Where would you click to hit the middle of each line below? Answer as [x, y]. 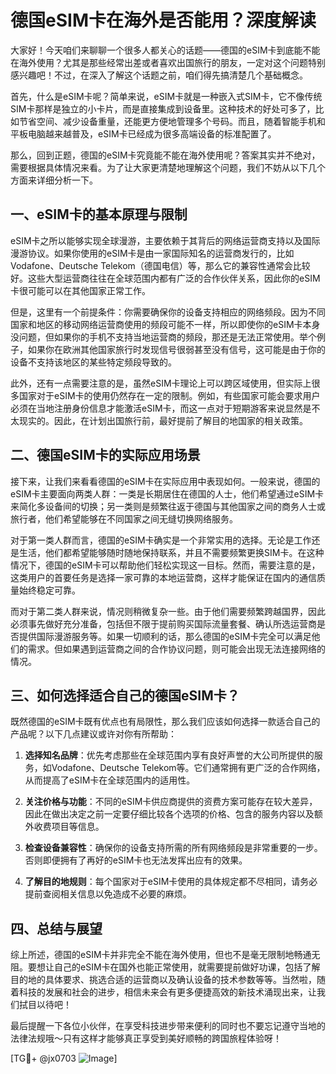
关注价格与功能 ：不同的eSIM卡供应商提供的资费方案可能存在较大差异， [171, 802]
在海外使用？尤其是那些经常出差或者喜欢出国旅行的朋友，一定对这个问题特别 [168, 62]
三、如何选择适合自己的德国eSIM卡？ [125, 695]
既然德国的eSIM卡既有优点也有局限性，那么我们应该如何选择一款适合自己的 [165, 722]
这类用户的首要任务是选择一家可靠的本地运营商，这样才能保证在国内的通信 [163, 577]
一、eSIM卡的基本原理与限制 [99, 214]
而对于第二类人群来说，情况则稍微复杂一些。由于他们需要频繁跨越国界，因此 [168, 611]
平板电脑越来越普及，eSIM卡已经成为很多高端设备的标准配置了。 [143, 133]
